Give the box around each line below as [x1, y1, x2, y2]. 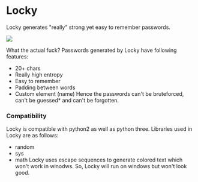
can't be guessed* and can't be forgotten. [14, 96, 119, 104]
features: [6, 52, 29, 60]
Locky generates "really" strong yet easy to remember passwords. [6, 24, 171, 31]
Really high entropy [14, 71, 63, 78]
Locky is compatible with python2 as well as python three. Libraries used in [6, 125, 193, 133]
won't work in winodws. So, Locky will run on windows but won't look [14, 163, 187, 170]
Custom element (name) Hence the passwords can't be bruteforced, [14, 90, 184, 97]
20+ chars [14, 64, 41, 72]
